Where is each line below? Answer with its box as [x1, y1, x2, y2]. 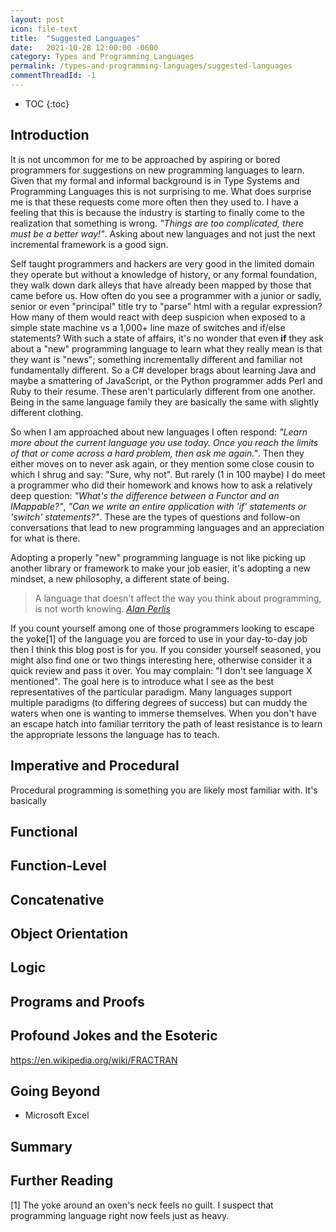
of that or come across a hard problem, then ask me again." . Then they [10, 447, 305, 459]
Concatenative [10, 891, 105, 908]
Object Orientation [10, 926, 129, 943]
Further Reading [10, 1172, 114, 1190]
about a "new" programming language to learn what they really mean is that [10, 342, 323, 355]
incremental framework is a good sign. [10, 238, 169, 250]
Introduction [10, 127, 90, 144]
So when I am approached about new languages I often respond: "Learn [10, 426, 308, 438]
